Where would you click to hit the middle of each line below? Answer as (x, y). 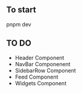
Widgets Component (41, 83)
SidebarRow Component (46, 70)
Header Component (39, 58)
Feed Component (36, 77)
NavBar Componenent (43, 64)
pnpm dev (19, 24)
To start (21, 10)
